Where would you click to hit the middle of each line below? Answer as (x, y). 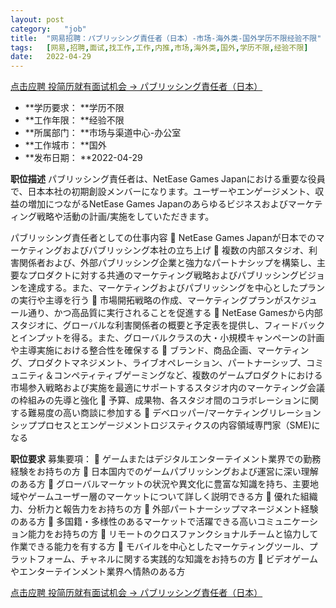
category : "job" (48, 29)
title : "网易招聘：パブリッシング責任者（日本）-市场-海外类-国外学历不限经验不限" (166, 38)
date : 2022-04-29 (51, 57)
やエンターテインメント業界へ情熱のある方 (98, 572)
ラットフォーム (41, 559)
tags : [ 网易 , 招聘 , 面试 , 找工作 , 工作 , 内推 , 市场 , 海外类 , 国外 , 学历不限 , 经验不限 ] (159, 47)
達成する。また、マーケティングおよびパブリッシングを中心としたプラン (176, 288)
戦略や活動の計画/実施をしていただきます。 (125, 217)
